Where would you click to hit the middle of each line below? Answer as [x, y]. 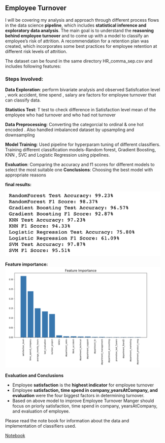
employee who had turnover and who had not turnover [61, 115]
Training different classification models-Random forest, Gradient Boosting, [81, 150]
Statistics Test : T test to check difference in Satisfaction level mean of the [81, 110]
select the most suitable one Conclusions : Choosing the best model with [79, 170]
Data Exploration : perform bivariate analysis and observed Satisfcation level [82, 90]
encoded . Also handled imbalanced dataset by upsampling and [70, 130]
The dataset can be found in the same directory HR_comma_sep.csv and [79, 61]
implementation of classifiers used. [41, 426]
